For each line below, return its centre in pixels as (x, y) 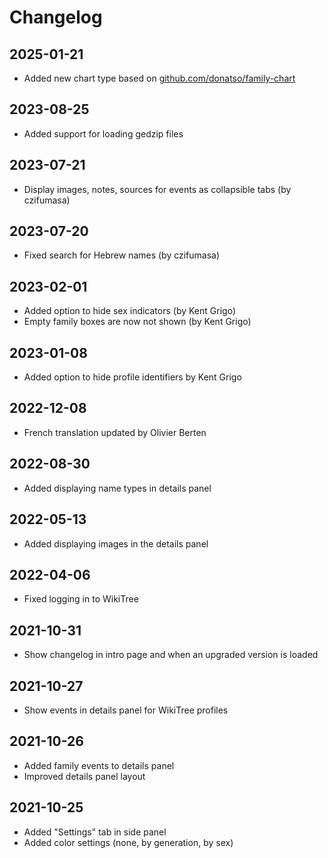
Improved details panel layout (84, 776)
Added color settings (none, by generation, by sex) (128, 842)
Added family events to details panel (99, 765)
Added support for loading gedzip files (103, 133)
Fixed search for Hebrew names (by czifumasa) (122, 255)
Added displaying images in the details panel (116, 543)
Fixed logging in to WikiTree (81, 599)
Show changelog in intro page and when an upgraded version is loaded (171, 655)
